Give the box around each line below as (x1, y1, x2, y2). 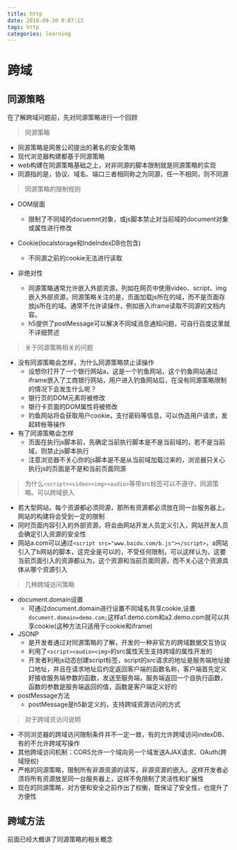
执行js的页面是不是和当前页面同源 (28, 464, 127, 473)
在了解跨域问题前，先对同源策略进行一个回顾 (7, 113, 138, 122)
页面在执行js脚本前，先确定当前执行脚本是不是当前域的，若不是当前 (28, 438, 226, 447)
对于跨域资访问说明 (24, 716, 81, 724)
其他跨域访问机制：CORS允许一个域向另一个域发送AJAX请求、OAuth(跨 (17, 748, 227, 757)
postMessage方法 (17, 691, 70, 700)
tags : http (7, 23, 40, 30)
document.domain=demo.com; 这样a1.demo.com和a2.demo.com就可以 (28, 613, 224, 621)
